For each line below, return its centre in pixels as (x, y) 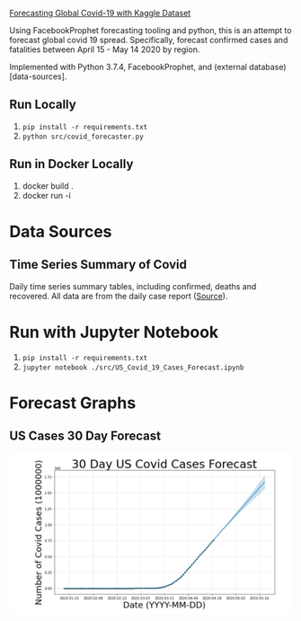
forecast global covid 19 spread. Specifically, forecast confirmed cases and (149, 40)
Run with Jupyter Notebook (114, 332)
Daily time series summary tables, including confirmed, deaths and (133, 286)
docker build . (48, 186)
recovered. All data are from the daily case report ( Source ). (119, 296)
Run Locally (43, 105)
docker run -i (47, 195)
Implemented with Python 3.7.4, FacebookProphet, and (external (128, 67)
